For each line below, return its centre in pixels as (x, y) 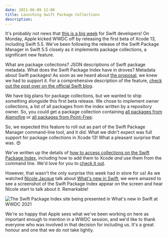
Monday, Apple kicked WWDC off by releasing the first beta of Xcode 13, (80, 39)
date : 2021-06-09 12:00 (30, 10)
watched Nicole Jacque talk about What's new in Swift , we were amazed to (83, 179)
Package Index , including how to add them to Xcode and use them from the (83, 158)
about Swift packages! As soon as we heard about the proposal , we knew (81, 75)
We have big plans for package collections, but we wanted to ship (73, 96)
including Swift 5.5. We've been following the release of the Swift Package (82, 44)
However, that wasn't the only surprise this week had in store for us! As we (83, 173)
